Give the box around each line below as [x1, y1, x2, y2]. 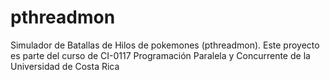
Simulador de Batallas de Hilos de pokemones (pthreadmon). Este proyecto [10, 39, 320, 51]
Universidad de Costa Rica [10, 60, 120, 72]
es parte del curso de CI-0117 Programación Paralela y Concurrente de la [10, 49, 311, 61]
